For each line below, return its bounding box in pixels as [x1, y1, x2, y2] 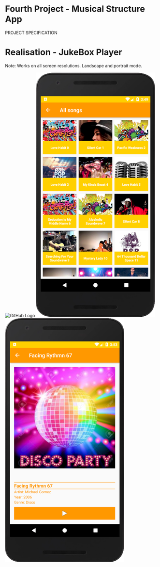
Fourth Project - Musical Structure [5, 3, 145, 15]
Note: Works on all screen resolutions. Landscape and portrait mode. [5, 63, 143, 68]
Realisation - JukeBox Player [5, 47, 122, 58]
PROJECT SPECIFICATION [5, 30, 58, 35]
